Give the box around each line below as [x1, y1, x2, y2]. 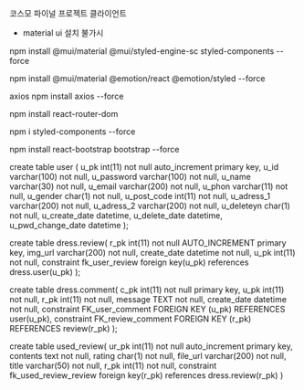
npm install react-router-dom [9, 109, 119, 119]
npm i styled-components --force [9, 126, 136, 137]
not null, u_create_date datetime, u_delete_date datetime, [9, 210, 224, 221]
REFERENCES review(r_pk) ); [9, 323, 119, 333]
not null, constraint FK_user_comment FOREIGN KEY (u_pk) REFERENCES [9, 304, 286, 314]
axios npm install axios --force [9, 90, 124, 101]
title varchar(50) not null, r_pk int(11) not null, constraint [9, 360, 217, 371]
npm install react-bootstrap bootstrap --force [9, 144, 180, 154]
